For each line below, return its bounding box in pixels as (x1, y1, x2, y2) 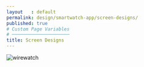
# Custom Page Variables (6, 26, 70, 32)
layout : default (6, 9, 56, 15)
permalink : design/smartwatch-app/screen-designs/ (6, 15, 138, 21)
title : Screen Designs (6, 37, 64, 43)
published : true (6, 20, 48, 26)
